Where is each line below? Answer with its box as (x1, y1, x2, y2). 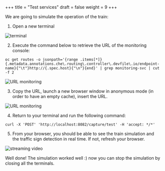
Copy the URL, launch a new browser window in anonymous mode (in (12, 88, 154, 94)
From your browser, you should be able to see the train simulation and (12, 131, 154, 137)
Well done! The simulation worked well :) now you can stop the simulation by (5, 155, 161, 161)
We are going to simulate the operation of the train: (5, 14, 108, 19)
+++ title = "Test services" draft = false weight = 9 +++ (5, 4, 117, 10)
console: (12, 48, 30, 53)
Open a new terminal (12, 23, 55, 29)
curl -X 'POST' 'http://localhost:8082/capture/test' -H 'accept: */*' (5, 122, 155, 127)
